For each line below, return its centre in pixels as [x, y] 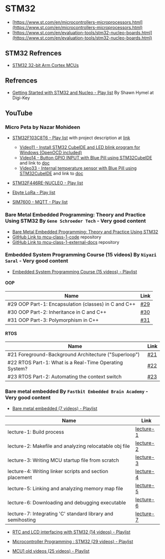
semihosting [22, 520]
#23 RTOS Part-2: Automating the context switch [65, 377]
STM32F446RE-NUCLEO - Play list [48, 183]
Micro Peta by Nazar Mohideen [43, 127]
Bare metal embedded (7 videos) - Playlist [55, 408]
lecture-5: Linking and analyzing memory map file [65, 488]
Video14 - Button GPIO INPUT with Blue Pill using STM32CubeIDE [86, 158]
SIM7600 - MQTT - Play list [40, 202]
